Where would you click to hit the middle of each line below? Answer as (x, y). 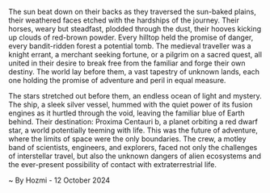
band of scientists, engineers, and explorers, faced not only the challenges (133, 147)
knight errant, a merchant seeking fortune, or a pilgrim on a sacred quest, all (135, 55)
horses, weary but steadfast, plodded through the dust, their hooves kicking (135, 29)
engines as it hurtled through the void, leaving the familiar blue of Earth (127, 113)
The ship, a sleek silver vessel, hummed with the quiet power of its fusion (131, 105)
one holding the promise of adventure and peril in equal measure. (117, 80)
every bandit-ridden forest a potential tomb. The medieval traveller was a (130, 46)
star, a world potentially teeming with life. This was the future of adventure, (133, 130)
